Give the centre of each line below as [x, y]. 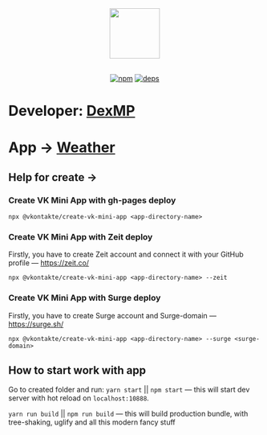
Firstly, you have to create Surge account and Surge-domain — [113, 315]
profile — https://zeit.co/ [49, 263]
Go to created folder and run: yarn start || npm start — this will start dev [129, 390]
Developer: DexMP [72, 111]
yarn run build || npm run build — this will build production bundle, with [128, 414]
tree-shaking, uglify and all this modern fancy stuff [92, 422]
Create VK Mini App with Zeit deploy [81, 236]
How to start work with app [77, 370]
